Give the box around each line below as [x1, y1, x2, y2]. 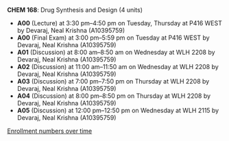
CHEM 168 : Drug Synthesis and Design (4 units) [7, 6, 143, 14]
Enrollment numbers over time [7, 127, 93, 135]
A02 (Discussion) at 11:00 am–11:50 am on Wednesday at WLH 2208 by [16, 63, 219, 70]
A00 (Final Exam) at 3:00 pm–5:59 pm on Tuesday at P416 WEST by [16, 34, 210, 42]
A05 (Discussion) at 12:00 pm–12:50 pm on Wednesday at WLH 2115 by [16, 106, 219, 114]
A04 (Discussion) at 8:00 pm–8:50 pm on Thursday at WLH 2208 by [16, 92, 211, 100]
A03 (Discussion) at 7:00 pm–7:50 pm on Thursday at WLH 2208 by [16, 77, 210, 85]
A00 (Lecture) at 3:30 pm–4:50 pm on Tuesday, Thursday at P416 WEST [16, 19, 223, 27]
